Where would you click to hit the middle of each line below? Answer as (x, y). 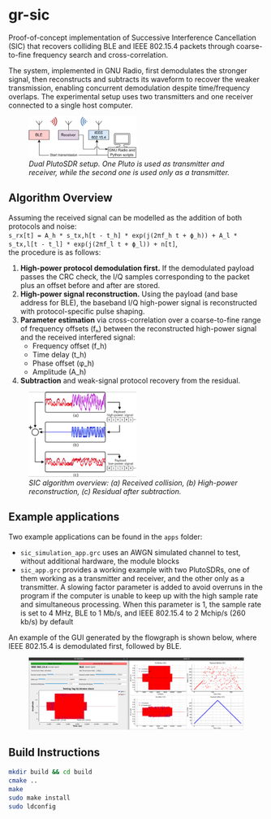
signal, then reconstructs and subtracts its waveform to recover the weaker (134, 79)
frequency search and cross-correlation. (101, 55)
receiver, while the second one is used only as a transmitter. (129, 172)
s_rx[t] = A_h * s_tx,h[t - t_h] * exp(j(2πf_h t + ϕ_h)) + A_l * (123, 235)
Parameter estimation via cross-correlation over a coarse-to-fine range (140, 320)
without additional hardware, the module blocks (100, 561)
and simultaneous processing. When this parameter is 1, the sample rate (141, 604)
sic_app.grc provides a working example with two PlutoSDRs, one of (135, 569)
